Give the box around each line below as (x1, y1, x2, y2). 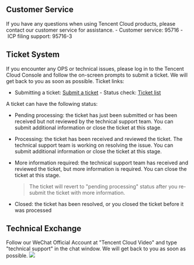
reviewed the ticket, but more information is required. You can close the (14, 165, 187, 172)
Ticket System (6, 50, 60, 60)
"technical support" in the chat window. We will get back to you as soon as (6, 245, 186, 252)
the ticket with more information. (47, 189, 126, 196)
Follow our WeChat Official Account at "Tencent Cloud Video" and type (6, 239, 177, 246)
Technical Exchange (6, 223, 82, 233)
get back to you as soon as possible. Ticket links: (6, 77, 124, 84)
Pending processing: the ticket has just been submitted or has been (14, 111, 177, 119)
